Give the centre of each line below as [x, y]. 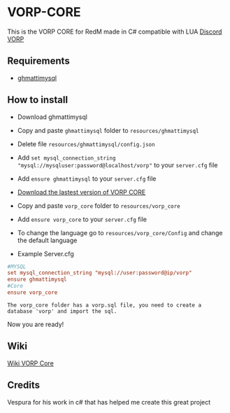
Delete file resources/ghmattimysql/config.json [86, 143]
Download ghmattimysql [52, 117]
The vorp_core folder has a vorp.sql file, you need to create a [104, 305]
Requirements [38, 61]
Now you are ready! [36, 324]
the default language [47, 240]
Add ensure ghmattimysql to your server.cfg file [87, 178]
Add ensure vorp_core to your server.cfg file [82, 219]
